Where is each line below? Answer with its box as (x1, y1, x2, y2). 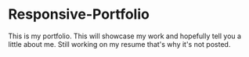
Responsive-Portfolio (8, 5, 150, 23)
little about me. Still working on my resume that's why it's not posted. (8, 39, 231, 48)
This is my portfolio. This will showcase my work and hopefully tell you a (8, 31, 241, 41)
